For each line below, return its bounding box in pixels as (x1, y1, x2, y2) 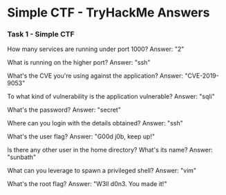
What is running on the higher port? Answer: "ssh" (7, 59, 151, 67)
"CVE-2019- (184, 72, 219, 80)
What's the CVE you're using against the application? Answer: (7, 72, 184, 80)
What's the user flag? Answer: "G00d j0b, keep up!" (7, 132, 156, 141)
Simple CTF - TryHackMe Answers (7, 5, 210, 21)
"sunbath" (7, 153, 37, 161)
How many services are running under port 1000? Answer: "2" (7, 45, 185, 53)
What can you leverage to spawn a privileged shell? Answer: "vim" (7, 167, 197, 175)
